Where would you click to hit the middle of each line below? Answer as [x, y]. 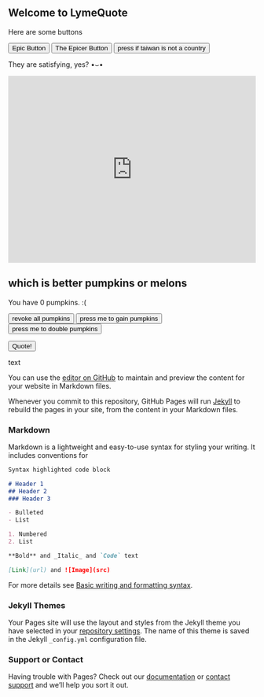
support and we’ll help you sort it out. [68, 685]
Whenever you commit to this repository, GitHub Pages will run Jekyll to [125, 401]
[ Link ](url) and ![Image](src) [59, 570]
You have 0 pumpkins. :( [47, 302]
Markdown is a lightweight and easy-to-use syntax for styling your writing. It [132, 447]
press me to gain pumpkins [119, 318]
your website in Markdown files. [60, 385]
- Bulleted [26, 513]
